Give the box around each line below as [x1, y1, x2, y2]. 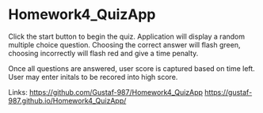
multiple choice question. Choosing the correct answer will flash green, [8, 40, 241, 49]
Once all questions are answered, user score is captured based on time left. [8, 63, 255, 73]
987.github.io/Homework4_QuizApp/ [8, 96, 127, 105]
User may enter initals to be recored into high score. [8, 72, 178, 81]
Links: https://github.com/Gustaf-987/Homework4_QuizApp [8, 87, 204, 96]
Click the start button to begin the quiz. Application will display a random [8, 32, 246, 41]
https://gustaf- [204, 87, 253, 96]
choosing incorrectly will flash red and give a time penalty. [8, 48, 199, 58]
